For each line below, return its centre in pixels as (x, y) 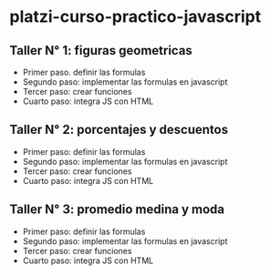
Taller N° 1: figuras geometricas (101, 51)
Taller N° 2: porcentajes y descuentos (119, 130)
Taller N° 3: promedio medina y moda (117, 210)
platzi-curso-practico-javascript (135, 17)
